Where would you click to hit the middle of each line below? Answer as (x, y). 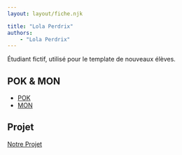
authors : (20, 33)
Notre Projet (25, 144)
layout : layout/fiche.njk (45, 14)
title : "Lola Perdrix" (40, 26)
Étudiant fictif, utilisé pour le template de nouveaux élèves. (92, 59)
